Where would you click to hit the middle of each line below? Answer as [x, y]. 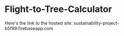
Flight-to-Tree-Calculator [58, 9]
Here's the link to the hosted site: [39, 23]
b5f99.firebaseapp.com [29, 28]
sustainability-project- [96, 23]
